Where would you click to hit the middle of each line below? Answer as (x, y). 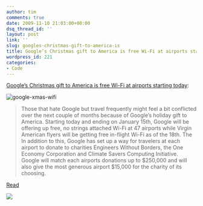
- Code (14, 68)
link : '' (17, 40)
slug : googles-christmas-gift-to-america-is (63, 46)
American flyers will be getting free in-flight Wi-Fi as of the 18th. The (106, 135)
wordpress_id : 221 (29, 57)
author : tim (21, 12)
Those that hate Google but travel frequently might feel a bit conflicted (109, 109)
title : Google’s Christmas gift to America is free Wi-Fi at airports (97, 51)
